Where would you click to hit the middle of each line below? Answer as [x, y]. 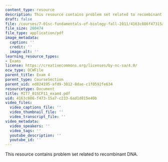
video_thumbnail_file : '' [37, 112]
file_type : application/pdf [34, 33]
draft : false [19, 19]
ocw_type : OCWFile [24, 70]
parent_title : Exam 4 [28, 75]
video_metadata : [22, 121]
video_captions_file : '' [35, 107]
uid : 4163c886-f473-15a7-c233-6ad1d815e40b [51, 98]
